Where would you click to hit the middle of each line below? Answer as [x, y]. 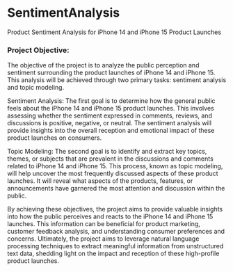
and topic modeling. [36, 88]
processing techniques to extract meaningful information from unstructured [115, 246]
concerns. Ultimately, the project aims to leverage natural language [103, 239]
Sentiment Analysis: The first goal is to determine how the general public [111, 101]
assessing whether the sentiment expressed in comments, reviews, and [110, 115]
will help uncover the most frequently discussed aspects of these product [113, 174]
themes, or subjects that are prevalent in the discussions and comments [110, 159]
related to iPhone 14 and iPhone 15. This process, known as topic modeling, [115, 166]
